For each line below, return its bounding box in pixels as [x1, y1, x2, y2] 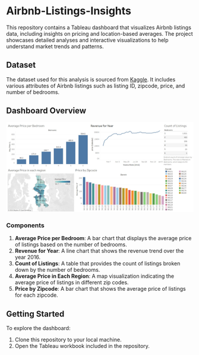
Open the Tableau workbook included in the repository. [14, 343, 150, 350]
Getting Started [6, 309, 65, 319]
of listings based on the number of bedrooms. [14, 241, 127, 248]
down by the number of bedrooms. [14, 266, 100, 274]
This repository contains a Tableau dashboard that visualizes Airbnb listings [6, 24, 192, 31]
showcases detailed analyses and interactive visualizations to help [6, 36, 169, 43]
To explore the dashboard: [6, 325, 71, 332]
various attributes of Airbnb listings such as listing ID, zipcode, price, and [6, 82, 185, 89]
